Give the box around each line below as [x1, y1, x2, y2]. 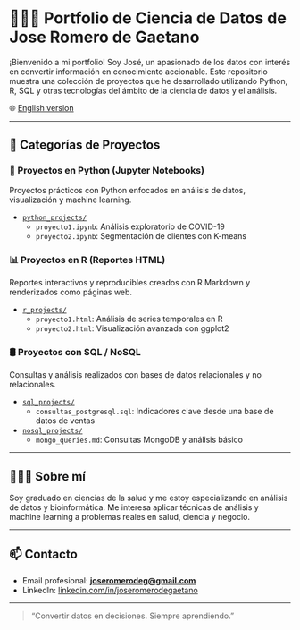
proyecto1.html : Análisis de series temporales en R [35, 313, 223, 324]
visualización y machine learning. [9, 194, 132, 205]
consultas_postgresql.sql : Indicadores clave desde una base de [35, 406, 274, 417]
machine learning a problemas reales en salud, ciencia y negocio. [9, 512, 250, 523]
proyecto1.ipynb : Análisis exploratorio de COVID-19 [35, 221, 226, 232]
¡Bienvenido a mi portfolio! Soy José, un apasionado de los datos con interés [9, 56, 291, 67]
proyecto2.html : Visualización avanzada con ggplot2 [35, 322, 229, 334]
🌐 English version [9, 102, 74, 113]
